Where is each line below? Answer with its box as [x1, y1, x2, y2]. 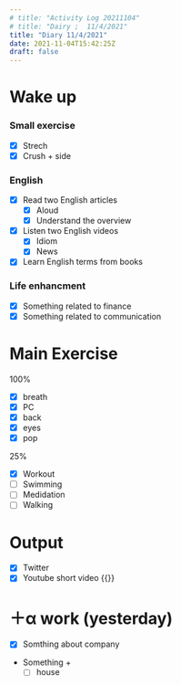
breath [22, 391, 48, 402]
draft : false [9, 47, 59, 57]
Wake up [9, 87, 77, 108]
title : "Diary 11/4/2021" [9, 30, 107, 39]
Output [9, 532, 64, 553]
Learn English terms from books [22, 257, 144, 268]
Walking [22, 500, 54, 511]
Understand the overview [35, 216, 132, 227]
